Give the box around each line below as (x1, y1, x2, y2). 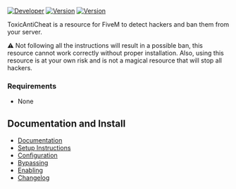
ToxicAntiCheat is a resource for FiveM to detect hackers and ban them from (7, 20, 230, 28)
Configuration (17, 151, 58, 159)
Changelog (17, 174, 50, 182)
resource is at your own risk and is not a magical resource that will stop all (7, 56, 222, 65)
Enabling (17, 166, 44, 175)
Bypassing (17, 159, 49, 167)
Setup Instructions (17, 144, 71, 152)
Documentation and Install (7, 117, 126, 129)
